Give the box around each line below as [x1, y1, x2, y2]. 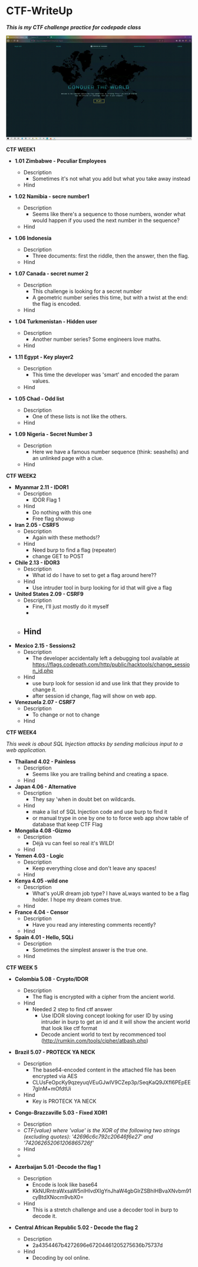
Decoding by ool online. [32, 1254, 90, 1262]
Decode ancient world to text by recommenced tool [41, 1031, 166, 1038]
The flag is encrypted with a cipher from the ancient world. [32, 994, 176, 1001]
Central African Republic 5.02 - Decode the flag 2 [14, 1224, 138, 1231]
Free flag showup [32, 515, 75, 522]
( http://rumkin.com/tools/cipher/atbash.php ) [41, 1037, 148, 1044]
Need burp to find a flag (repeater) [32, 546, 117, 553]
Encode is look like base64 [32, 1181, 98, 1188]
